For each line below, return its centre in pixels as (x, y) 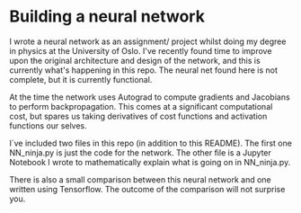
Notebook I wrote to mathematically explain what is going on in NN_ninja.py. (150, 162)
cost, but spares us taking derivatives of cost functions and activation (138, 116)
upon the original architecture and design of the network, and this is (135, 60)
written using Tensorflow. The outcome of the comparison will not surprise (147, 189)
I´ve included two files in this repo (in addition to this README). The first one (150, 143)
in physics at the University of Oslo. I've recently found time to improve (141, 50)
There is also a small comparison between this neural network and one (140, 179)
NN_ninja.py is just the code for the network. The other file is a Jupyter (141, 152)
